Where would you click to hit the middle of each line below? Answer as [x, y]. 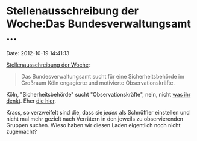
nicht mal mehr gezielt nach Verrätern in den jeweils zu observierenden [95, 119]
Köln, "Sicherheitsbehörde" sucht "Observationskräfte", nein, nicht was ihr [98, 94]
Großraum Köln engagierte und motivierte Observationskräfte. [98, 83]
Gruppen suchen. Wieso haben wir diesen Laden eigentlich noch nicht [93, 125]
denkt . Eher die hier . [31, 101]
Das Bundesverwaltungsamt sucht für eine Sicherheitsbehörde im [103, 76]
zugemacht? [22, 131]
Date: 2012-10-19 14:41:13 [38, 53]
